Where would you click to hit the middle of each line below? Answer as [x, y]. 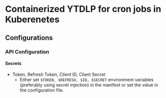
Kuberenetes [32, 19]
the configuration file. [42, 90]
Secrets [13, 64]
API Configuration [27, 52]
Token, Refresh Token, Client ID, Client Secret [59, 74]
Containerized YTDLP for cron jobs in [83, 9]
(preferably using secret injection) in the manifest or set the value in [89, 85]
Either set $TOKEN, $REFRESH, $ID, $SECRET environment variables [86, 79]
